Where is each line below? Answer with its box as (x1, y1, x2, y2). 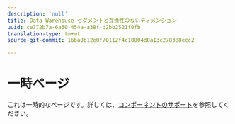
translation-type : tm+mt (7, 30, 81, 38)
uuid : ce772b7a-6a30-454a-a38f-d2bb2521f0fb (7, 23, 141, 30)
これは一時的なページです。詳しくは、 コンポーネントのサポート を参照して (7, 101, 224, 109)
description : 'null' (7, 10, 69, 18)
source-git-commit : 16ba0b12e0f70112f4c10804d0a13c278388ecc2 (7, 37, 195, 44)
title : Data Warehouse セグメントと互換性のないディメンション (7, 17, 177, 24)
